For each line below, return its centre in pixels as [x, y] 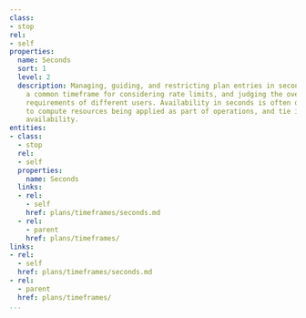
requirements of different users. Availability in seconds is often [158, 103]
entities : [28, 128]
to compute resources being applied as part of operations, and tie [158, 111]
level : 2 [34, 77]
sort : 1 [32, 69]
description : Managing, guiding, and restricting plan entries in [146, 86]
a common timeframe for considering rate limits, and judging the [154, 94]
